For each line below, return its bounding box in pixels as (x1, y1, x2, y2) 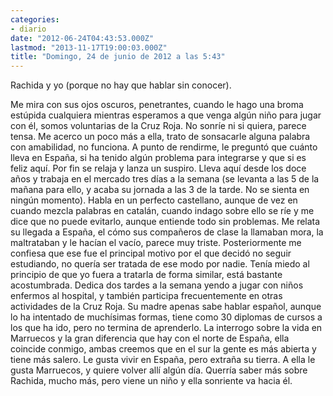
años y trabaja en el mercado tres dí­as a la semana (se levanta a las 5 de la (10, 173, 320, 185)
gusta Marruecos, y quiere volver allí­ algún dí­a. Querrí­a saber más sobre (10, 364, 308, 376)
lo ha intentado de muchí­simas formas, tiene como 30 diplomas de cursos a (10, 311, 323, 323)
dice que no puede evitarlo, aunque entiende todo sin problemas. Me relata (10, 216, 321, 228)
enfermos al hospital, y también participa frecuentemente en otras (10, 290, 283, 302)
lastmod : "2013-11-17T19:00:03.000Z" (10, 42, 168, 53)
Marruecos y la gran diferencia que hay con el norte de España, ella (10, 332, 290, 345)
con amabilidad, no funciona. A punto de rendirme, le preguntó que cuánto (10, 141, 318, 153)
